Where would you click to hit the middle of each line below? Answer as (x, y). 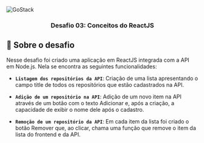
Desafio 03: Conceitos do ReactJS (102, 25)
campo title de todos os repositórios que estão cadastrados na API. (100, 84)
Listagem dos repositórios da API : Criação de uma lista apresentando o (107, 78)
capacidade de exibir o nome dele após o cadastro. (79, 109)
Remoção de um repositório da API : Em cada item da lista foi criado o (102, 121)
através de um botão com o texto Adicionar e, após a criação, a (95, 103)
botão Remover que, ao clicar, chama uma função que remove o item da (106, 128)
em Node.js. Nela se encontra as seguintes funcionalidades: (82, 66)
